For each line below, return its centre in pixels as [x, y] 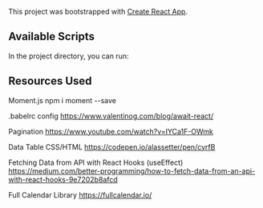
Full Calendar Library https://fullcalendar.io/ [80, 194]
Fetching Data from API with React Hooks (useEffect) [96, 162]
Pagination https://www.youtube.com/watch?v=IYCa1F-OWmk [111, 131]
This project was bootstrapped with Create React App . [98, 12]
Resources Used [50, 81]
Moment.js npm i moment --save [62, 100]
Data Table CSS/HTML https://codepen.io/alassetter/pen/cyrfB [112, 146]
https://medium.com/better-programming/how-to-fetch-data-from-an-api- [132, 170]
